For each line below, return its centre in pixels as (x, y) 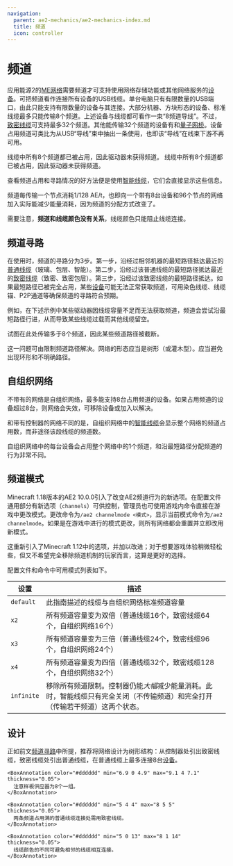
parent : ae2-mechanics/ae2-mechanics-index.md (82, 20)
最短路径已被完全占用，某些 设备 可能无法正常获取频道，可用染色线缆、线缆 (119, 287)
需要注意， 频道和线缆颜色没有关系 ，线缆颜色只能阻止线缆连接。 (98, 219)
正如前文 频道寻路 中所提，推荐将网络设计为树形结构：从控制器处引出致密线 (113, 751)
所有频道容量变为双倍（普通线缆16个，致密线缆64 (128, 615)
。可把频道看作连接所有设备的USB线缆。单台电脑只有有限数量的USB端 (114, 99)
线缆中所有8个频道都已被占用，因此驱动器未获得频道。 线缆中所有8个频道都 (115, 157)
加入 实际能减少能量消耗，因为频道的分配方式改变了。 (83, 204)
